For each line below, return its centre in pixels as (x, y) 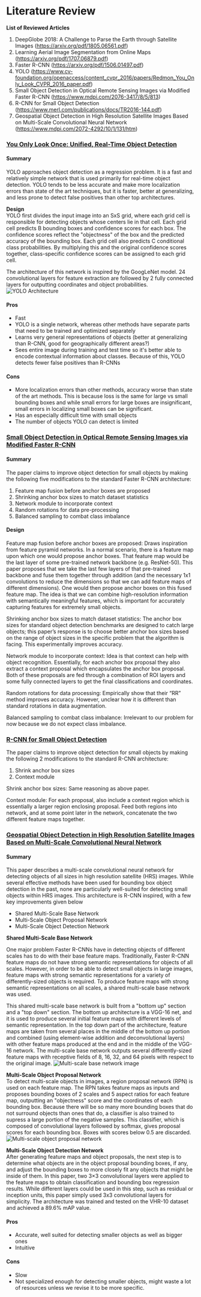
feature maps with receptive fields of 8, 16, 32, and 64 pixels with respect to (100, 1057)
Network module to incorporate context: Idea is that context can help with (97, 655)
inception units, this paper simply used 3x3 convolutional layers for (89, 1195)
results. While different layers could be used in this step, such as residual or (100, 1189)
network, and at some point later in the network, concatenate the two (92, 813)
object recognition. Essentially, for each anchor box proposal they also (93, 662)
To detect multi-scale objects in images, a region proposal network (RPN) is (100, 1081)
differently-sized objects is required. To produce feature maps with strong (97, 982)
